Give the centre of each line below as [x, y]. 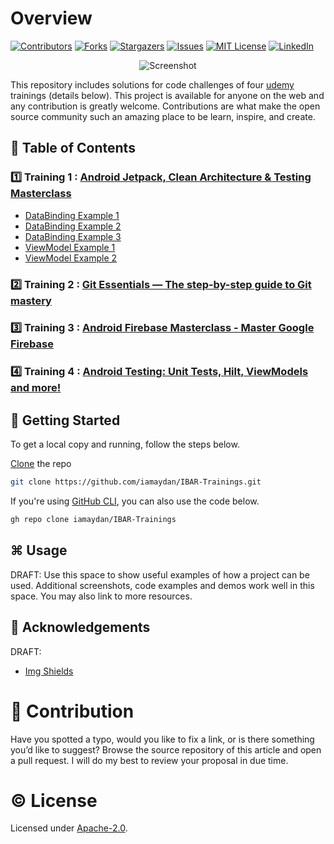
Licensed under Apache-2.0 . [69, 828]
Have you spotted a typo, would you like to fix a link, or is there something [162, 739]
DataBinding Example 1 [72, 215]
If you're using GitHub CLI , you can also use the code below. [135, 501]
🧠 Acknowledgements [80, 627]
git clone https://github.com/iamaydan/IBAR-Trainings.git [136, 482]
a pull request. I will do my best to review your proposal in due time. [149, 760]
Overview [51, 18]
